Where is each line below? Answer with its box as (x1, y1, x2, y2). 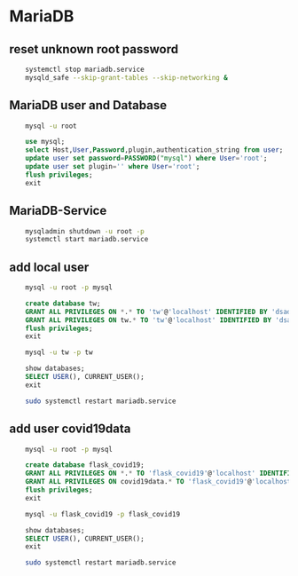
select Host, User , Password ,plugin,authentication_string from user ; (25, 146, 284, 154)
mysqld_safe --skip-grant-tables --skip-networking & (25, 73, 228, 82)
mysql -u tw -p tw (25, 348, 93, 357)
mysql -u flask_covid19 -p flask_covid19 (25, 509, 180, 518)
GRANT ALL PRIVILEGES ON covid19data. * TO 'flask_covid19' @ (25, 477, 252, 486)
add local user (9, 259, 90, 274)
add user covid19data (9, 422, 131, 437)
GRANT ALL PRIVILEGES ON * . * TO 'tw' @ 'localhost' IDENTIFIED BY (25, 307, 268, 316)
